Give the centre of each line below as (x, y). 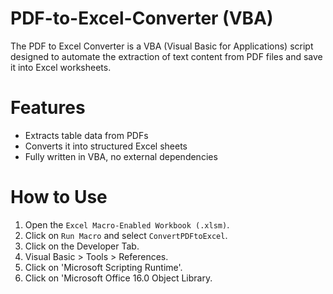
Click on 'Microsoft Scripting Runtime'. (103, 267)
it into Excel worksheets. (61, 67)
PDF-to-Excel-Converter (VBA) (142, 18)
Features (48, 108)
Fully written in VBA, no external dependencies (121, 156)
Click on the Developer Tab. (82, 246)
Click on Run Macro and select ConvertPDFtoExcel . (126, 235)
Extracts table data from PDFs (86, 135)
